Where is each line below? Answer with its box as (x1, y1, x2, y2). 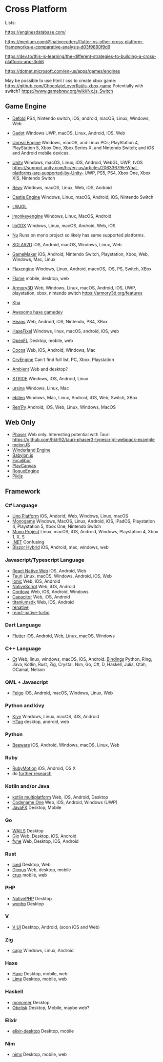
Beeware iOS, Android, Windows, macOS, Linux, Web (12, 742, 120, 748)
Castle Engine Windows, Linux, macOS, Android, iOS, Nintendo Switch (12, 194, 154, 200)
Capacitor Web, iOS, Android (12, 594, 70, 599)
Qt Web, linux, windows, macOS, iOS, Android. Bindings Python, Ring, (12, 656, 152, 662)
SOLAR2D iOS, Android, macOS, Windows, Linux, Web (12, 241, 122, 247)
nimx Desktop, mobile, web (12, 1051, 67, 1058)
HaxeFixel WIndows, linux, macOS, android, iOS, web (12, 328, 120, 334)
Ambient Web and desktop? (12, 366, 68, 372)
